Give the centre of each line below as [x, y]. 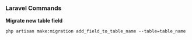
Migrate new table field [34, 21]
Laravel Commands [34, 8]
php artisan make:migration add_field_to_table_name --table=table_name [96, 31]
